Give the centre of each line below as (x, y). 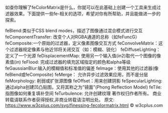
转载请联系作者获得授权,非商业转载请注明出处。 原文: (60, 100)
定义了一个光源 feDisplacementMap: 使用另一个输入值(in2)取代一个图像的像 (83, 56)
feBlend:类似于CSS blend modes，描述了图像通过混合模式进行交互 (74, 31)
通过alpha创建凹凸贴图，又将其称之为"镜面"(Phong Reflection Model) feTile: (83, 87)
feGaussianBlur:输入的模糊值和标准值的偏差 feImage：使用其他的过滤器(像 (82, 68)
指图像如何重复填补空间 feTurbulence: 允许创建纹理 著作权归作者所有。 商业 (83, 93)
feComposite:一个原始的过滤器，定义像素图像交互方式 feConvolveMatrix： (82, 43)
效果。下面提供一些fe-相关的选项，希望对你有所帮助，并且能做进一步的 (87, 14)
